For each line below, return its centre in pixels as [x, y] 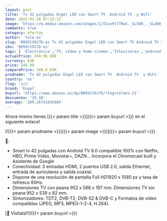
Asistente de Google [33, 161]
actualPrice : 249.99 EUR [31, 56]
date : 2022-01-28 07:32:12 [33, 19]
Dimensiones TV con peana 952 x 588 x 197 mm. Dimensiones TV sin [83, 188]
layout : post [19, 10]
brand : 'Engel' [21, 88]
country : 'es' [20, 79]
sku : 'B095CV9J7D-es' [28, 47]
